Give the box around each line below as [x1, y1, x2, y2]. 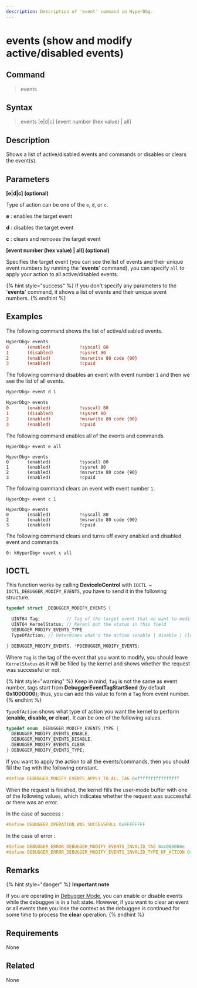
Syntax [6, 102, 33, 112]
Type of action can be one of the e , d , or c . [6, 201, 108, 208]
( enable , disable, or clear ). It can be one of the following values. [6, 714, 162, 721]
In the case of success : [6, 810, 64, 817]
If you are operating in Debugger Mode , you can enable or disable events [6, 893, 183, 900]
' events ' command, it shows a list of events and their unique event [6, 289, 167, 296]
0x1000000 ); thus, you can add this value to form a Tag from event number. [6, 690, 190, 697]
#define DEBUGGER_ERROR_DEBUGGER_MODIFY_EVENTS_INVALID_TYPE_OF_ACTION [6, 849, 185, 855]
